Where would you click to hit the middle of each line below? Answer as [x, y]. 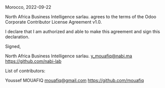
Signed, [13, 46]
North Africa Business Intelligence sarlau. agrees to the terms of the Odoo [81, 17]
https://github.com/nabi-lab [33, 61]
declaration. [17, 37]
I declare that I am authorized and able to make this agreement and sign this [82, 31]
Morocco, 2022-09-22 [28, 7]
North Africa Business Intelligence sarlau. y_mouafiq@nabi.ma [69, 56]
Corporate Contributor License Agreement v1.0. [54, 22]
